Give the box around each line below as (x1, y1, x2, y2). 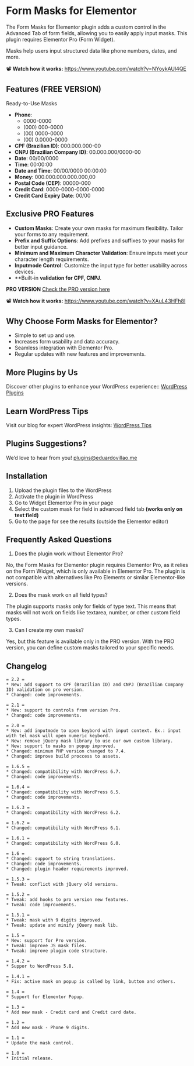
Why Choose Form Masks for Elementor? (6, 316, 158, 326)
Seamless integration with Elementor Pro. (14, 344, 114, 352)
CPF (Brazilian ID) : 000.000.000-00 (14, 142, 101, 149)
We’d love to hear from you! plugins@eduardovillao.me (6, 454, 137, 461)
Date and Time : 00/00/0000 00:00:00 (14, 167, 107, 174)
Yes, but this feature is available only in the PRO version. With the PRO (6, 638, 175, 645)
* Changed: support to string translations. (6, 856, 116, 862)
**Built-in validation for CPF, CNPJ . (14, 274, 102, 281)
